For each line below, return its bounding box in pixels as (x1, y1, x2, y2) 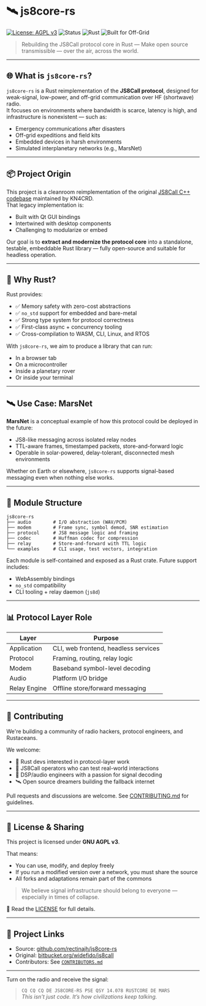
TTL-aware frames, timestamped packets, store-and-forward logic (15, 442, 184, 450)
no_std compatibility (15, 582, 66, 589)
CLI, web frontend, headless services (52, 644, 160, 653)
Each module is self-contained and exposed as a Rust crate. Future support (6, 557, 197, 564)
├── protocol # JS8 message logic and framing (6, 530, 139, 536)
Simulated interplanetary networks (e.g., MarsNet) (15, 144, 142, 152)
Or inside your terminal (15, 374, 74, 382)
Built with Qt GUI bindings (15, 213, 81, 220)
